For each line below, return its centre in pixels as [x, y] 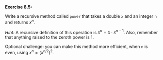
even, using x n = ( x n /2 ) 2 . [30, 52]
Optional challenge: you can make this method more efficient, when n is [76, 47]
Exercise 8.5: [19, 7]
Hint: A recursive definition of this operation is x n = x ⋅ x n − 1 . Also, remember [81, 32]
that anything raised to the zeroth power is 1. [49, 37]
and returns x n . [20, 22]
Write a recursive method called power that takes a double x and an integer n [81, 16]
